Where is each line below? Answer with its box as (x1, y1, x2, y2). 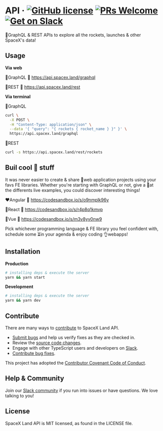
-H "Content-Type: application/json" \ (9, 122, 92, 127)
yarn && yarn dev (5, 298, 41, 303)
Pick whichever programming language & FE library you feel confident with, (5, 226, 159, 232)
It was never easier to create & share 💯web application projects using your (5, 177, 157, 183)
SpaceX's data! (5, 37, 36, 43)
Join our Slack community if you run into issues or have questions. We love (5, 387, 158, 393)
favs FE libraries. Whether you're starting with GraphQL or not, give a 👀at (5, 182, 154, 188)
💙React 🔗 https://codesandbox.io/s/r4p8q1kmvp (5, 206, 103, 212)
